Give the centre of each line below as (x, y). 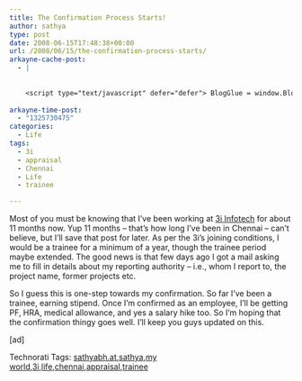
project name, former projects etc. (73, 277)
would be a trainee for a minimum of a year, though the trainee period (138, 248)
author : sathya (38, 26)
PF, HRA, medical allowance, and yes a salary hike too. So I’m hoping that (145, 313)
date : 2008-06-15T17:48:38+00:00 (72, 43)
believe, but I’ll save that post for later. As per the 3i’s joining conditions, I (144, 238)
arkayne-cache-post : (48, 59)
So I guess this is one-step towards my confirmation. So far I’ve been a (141, 294)
